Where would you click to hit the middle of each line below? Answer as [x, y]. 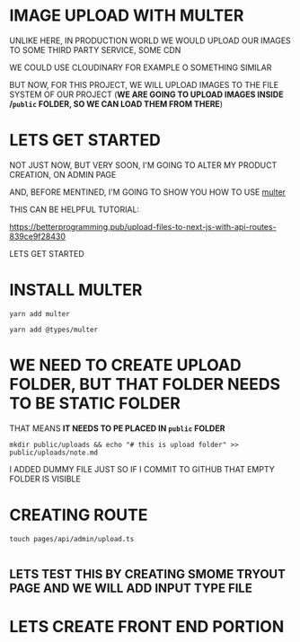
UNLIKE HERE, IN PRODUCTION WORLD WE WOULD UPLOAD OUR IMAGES [150, 40]
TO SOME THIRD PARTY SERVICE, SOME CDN [95, 49]
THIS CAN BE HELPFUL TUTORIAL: [75, 209]
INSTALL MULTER [76, 290]
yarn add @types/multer [54, 330]
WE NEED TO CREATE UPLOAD [125, 365]
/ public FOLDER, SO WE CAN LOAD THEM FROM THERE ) [116, 103]
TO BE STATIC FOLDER [95, 403]
